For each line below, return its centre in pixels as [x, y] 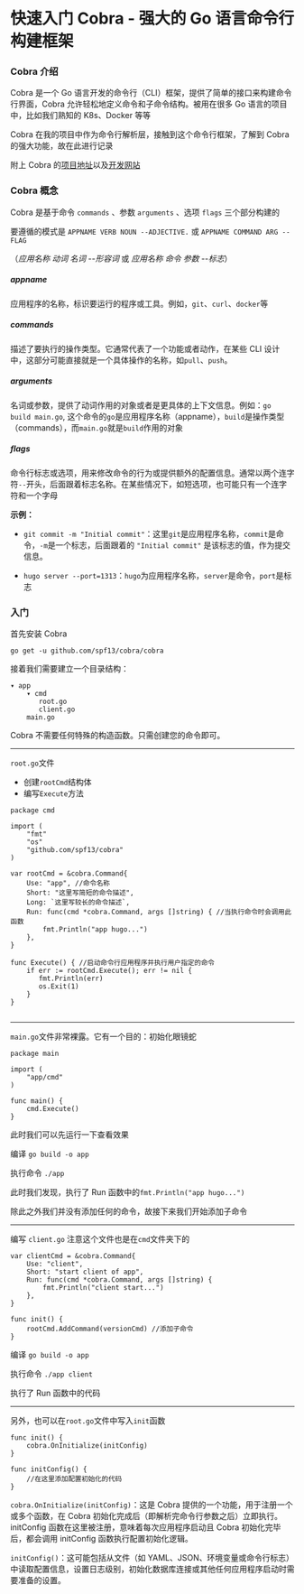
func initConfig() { [49, 1469]
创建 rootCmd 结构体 [57, 782]
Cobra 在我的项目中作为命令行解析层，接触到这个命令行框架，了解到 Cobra [150, 134]
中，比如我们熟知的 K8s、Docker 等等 [81, 116]
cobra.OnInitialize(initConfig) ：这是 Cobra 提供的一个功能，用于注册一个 [152, 1505]
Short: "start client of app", [85, 1272]
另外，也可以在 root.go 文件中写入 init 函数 [88, 1420]
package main [35, 1053]
